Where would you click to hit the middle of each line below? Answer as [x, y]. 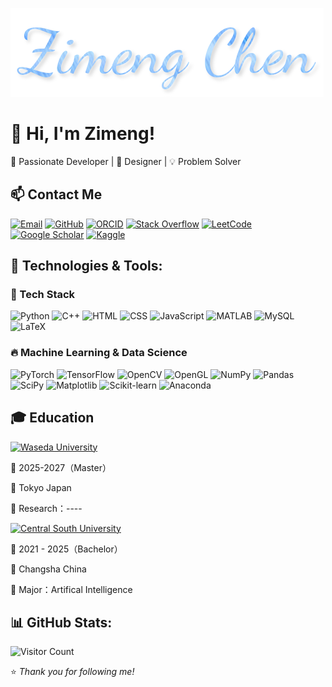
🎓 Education [52, 418]
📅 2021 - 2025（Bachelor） [66, 549]
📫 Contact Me [56, 194]
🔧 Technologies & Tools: [86, 266]
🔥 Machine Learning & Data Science [99, 353]
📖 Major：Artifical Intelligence [71, 589]
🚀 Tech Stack [43, 295]
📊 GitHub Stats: [61, 622]
